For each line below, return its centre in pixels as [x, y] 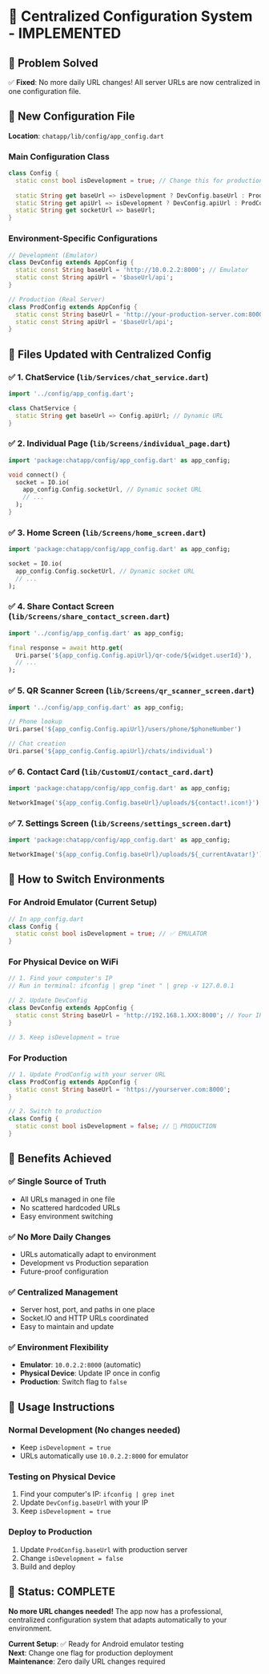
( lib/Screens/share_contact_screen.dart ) [89, 617]
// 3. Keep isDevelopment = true [64, 1037]
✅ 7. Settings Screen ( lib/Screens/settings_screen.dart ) [120, 823]
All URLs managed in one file [67, 1199]
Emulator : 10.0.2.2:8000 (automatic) [80, 1365]
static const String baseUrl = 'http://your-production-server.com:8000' [141, 314]
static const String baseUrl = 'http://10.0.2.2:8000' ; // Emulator [132, 270]
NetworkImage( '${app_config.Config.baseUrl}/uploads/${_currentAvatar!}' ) [136, 855]
